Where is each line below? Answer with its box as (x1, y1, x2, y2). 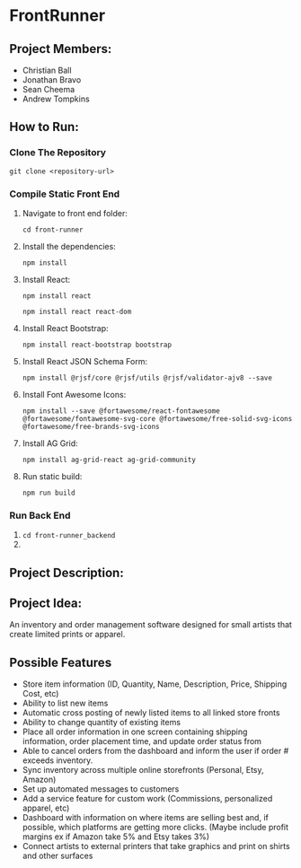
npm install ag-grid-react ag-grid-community (22, 455, 196, 464)
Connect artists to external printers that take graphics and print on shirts (22, 841, 290, 852)
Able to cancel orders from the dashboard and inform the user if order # (22, 746, 289, 757)
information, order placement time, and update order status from (22, 736, 262, 747)
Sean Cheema (22, 84, 75, 94)
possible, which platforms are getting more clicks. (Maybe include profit (22, 822, 289, 833)
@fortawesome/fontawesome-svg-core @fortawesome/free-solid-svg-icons (22, 414, 293, 423)
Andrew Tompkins (22, 93, 90, 104)
